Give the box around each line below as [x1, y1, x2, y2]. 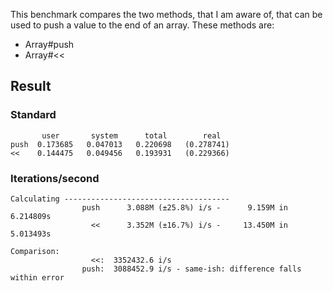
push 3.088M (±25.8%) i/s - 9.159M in [81, 202, 288, 213]
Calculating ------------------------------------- [10, 194, 230, 204]
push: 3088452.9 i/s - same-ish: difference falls [81, 264, 302, 274]
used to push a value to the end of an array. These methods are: [10, 19, 275, 31]
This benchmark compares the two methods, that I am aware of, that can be [10, 9, 323, 20]
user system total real [41, 130, 222, 141]
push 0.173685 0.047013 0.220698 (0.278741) [10, 139, 230, 149]
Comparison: [10, 246, 60, 256]
